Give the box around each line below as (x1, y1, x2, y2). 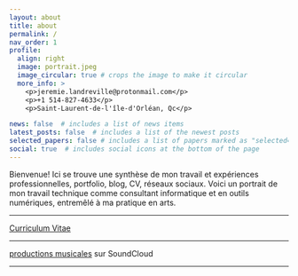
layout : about (9, 12, 62, 22)
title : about (9, 21, 58, 30)
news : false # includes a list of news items (9, 120, 184, 129)
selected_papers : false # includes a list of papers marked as (9, 137, 248, 146)
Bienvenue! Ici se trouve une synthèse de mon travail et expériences (9, 169, 259, 179)
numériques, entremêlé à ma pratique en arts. (9, 197, 176, 208)
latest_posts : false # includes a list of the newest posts (9, 128, 240, 138)
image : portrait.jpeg (17, 63, 98, 72)
